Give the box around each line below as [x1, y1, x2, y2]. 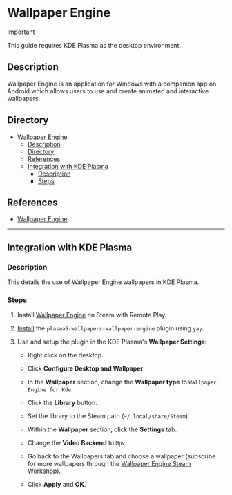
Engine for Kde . [27, 385, 73, 393]
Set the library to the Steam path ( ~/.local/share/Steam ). [27, 412, 190, 420]
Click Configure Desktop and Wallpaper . [27, 364, 145, 373]
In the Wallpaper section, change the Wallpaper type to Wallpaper [27, 378, 217, 386]
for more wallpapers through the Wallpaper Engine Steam [27, 460, 191, 468]
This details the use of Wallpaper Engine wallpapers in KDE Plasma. [7, 278, 200, 286]
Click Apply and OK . [27, 480, 86, 489]
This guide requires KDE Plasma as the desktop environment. [7, 41, 182, 49]
